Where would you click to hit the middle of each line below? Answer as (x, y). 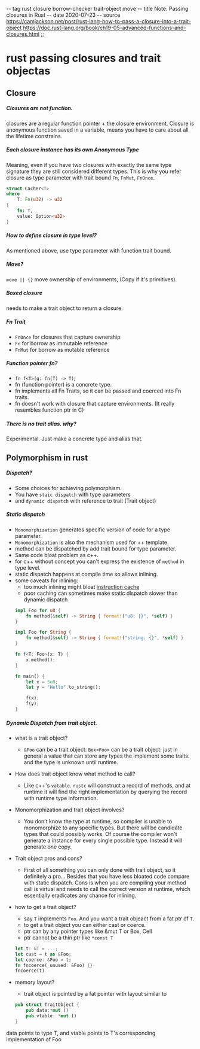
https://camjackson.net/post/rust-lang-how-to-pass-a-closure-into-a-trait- (99, 21)
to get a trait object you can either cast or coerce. (85, 925)
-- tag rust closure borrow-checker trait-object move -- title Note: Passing (97, 9)
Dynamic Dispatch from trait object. (52, 723)
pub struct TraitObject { (47, 1005)
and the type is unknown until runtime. (71, 762)
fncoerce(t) (30, 971)
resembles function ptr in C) (49, 410)
